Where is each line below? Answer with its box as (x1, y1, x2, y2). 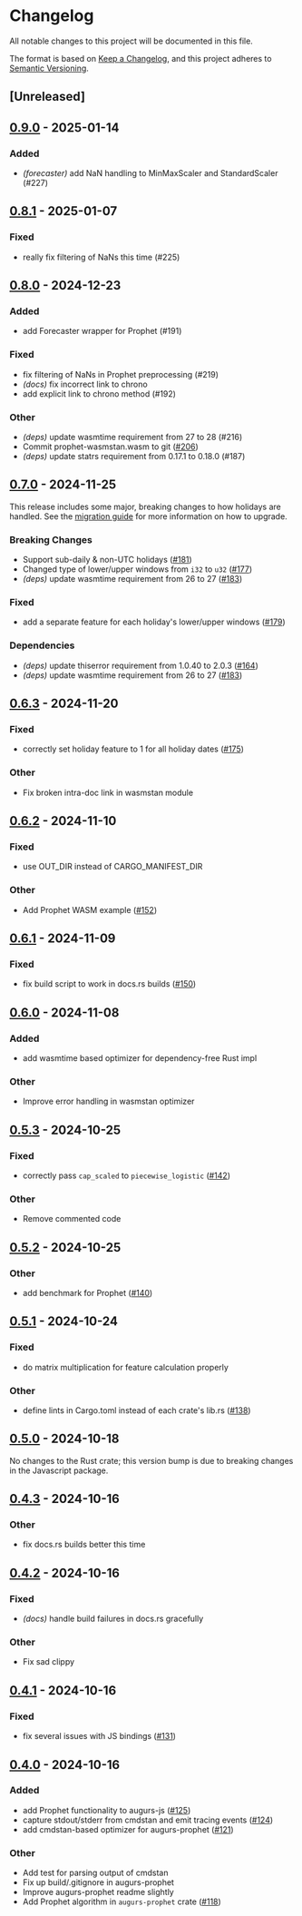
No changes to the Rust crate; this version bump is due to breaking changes (9, 1455, 294, 1466)
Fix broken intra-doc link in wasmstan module (22, 787, 193, 798)
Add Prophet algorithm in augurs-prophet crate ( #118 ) (22, 1896, 222, 1907)
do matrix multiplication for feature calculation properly (22, 1361, 229, 1372)
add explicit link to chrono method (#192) (22, 388, 177, 399)
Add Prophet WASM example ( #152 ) (22, 904, 157, 915)
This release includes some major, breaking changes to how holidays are (9, 501, 281, 512)
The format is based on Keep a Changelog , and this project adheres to (9, 53, 272, 64)
